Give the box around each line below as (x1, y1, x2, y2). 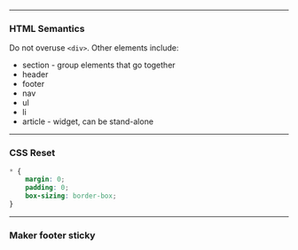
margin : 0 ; (25, 175, 66, 184)
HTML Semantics (9, 22, 85, 35)
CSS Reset (9, 147, 56, 160)
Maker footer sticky (9, 229, 96, 241)
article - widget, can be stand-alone (21, 116, 153, 127)
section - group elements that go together (21, 59, 176, 71)
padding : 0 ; (25, 184, 69, 192)
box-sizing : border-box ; (25, 191, 117, 200)
